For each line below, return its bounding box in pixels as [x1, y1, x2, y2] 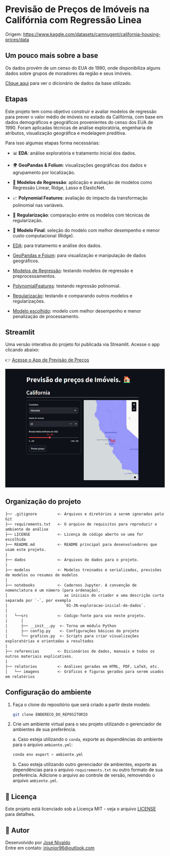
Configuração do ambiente [5, 688, 92, 697]
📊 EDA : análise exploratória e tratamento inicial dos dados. [12, 150, 137, 156]
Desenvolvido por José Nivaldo [5, 839, 71, 845]
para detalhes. [5, 811, 35, 817]
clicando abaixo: [5, 347, 39, 353]
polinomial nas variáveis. [12, 202, 64, 208]
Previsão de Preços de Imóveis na [5, 4, 150, 15]
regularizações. [12, 298, 46, 304]
